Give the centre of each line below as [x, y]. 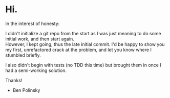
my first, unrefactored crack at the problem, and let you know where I [79, 50]
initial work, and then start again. [40, 39]
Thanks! [14, 80]
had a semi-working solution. [36, 70]
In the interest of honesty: [33, 23]
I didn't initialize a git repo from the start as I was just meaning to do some [83, 33]
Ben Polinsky [26, 90]
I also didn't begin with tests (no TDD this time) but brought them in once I [83, 65]
